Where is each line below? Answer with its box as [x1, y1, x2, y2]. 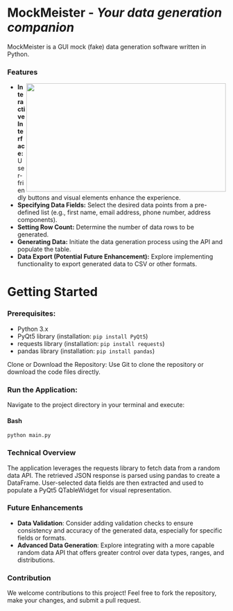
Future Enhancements [7, 503, 83, 513]
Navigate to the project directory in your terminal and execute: [7, 401, 185, 409]
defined [17, 208, 40, 216]
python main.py [7, 432, 51, 439]
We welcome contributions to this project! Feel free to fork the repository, [7, 589, 217, 597]
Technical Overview [7, 448, 76, 458]
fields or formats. [17, 533, 67, 542]
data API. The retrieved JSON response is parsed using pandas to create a [7, 471, 221, 479]
